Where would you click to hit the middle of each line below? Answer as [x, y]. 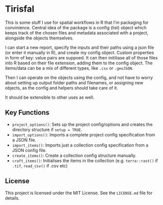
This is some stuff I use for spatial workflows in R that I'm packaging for [77, 22]
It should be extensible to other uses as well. [50, 97]
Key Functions [27, 113]
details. [12, 198]
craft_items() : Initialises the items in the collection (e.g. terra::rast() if [85, 160]
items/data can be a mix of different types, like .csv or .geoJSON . [69, 68]
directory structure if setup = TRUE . [47, 130]
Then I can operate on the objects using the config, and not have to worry [79, 77]
